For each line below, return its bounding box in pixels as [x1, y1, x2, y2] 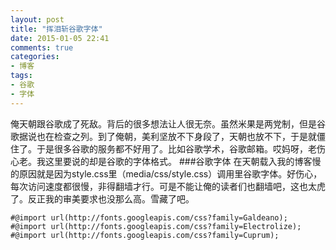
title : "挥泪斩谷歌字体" [10, 24, 103, 34]
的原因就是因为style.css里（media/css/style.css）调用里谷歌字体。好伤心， [10, 167, 323, 180]
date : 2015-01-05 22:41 [10, 33, 110, 43]
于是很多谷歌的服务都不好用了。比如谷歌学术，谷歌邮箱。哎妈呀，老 [36, 142, 317, 155]
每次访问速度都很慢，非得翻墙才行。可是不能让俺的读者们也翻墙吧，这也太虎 [10, 180, 326, 192]
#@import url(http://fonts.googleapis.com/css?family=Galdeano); [10, 212, 288, 223]
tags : [10, 71, 33, 81]
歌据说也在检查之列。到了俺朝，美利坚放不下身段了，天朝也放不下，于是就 [10, 130, 317, 142]
